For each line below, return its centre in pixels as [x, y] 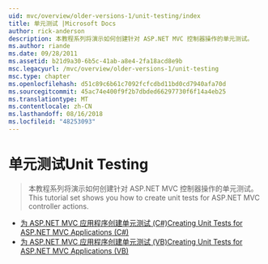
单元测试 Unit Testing [79, 164]
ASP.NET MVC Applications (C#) [74, 232]
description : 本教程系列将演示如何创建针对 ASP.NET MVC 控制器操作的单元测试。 [131, 39]
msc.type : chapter [39, 76]
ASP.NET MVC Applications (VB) [74, 251]
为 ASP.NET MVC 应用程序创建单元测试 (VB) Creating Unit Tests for [131, 241]
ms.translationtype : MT [49, 99]
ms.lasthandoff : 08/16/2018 [56, 115]
